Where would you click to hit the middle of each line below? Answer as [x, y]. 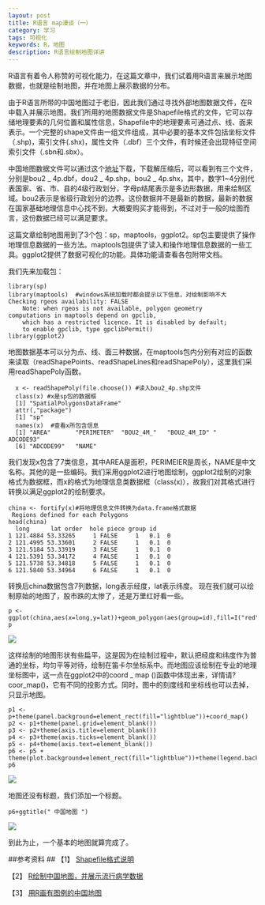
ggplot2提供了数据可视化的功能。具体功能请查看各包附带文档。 [124, 255]
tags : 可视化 [28, 38]
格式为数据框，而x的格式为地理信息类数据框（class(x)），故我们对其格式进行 [132, 482]
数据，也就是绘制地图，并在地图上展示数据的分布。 [91, 85]
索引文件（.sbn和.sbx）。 [48, 152]
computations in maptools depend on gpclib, [82, 315]
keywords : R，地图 [37, 45]
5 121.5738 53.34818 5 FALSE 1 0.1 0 [90, 564]
